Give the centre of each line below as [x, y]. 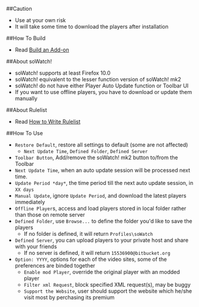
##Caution [19, 9]
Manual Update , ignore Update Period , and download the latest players [100, 196]
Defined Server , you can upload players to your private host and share [102, 240]
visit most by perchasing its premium [69, 297]
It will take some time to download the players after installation [91, 27]
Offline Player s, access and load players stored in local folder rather [100, 208]
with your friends [36, 247]
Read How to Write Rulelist [48, 121]
